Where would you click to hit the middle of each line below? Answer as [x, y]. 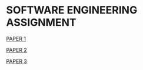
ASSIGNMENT [41, 22]
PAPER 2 [17, 50]
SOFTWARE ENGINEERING [72, 10]
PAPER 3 [17, 61]
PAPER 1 [16, 38]
